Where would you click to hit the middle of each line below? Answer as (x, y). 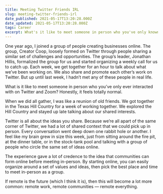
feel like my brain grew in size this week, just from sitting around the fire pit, (81, 136)
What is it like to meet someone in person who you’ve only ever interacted (79, 87)
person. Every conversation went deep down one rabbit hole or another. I (78, 131)
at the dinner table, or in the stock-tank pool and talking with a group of (76, 142)
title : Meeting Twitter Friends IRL (42, 10)
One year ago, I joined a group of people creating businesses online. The (78, 46)
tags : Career (18, 28)
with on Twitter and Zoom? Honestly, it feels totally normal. (64, 92)
